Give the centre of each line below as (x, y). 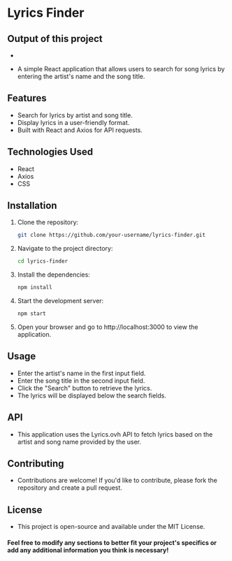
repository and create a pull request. (70, 488)
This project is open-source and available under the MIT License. (111, 527)
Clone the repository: (48, 222)
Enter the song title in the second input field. (81, 380)
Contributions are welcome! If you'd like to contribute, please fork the (117, 481)
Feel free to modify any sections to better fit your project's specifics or (112, 542)
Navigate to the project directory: (65, 249)
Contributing (36, 464)
